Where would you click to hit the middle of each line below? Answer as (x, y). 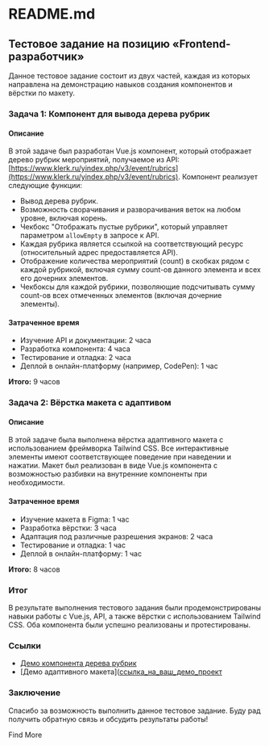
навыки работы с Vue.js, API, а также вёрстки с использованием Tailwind (135, 616)
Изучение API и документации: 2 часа (85, 341)
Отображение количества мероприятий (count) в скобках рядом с (134, 261)
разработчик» (46, 56)
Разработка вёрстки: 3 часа (68, 528)
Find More (25, 735)
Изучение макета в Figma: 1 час (74, 519)
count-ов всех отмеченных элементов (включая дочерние (121, 295)
